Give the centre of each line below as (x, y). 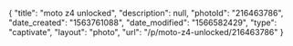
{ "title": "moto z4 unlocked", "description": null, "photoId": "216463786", (146, 13)
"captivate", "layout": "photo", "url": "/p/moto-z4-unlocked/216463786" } (146, 32)
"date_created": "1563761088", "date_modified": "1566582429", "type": (143, 23)
